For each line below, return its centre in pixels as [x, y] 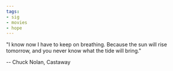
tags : [13, 11]
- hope [14, 28]
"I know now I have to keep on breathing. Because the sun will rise [87, 45]
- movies [17, 22]
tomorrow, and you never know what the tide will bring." [74, 51]
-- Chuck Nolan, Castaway [38, 62]
